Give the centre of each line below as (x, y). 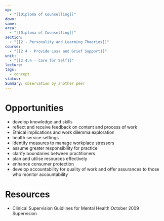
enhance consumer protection (43, 164)
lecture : (14, 65)
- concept (20, 74)
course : (13, 47)
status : (13, 79)
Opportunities (34, 108)
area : (11, 28)
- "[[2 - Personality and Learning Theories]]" (60, 42)
